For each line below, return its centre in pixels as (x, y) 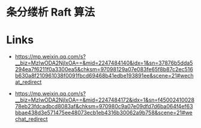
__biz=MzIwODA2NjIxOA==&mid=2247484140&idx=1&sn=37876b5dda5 (104, 63)
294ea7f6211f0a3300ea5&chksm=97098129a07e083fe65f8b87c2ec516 (104, 69)
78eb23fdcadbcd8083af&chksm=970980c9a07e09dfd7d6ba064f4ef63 (104, 106)
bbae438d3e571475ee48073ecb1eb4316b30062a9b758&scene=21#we (104, 113)
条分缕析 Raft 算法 (51, 12)
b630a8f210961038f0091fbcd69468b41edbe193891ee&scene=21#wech (104, 76)
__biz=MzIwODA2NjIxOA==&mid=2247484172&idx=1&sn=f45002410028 (105, 100)
